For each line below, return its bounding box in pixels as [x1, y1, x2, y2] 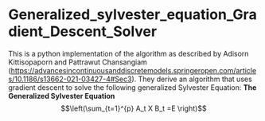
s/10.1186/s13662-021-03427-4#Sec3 [8, 74, 132, 84]
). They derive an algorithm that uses [131, 74, 252, 84]
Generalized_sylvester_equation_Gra [8, 6, 257, 24]
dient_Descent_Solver [8, 22, 158, 41]
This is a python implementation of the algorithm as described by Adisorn [8, 49, 249, 58]
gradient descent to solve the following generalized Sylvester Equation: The [8, 82, 257, 92]
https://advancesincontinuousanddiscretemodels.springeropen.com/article [10, 65, 257, 75]
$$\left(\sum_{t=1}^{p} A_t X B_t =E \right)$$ [60, 103, 207, 113]
